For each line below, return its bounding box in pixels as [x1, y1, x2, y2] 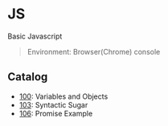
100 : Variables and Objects [18, 91, 109, 101]
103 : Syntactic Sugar [18, 100, 88, 109]
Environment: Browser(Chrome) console [27, 47, 161, 56]
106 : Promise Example [18, 108, 93, 118]
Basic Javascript [7, 31, 63, 41]
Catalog [7, 70, 48, 84]
